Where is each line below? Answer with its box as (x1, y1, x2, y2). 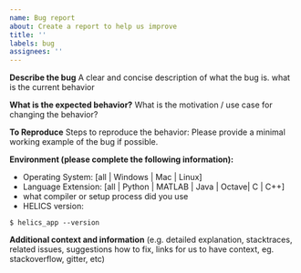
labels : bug (9, 38, 55, 48)
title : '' (9, 30, 47, 39)
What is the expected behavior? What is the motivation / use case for (9, 99, 274, 110)
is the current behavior (9, 82, 96, 93)
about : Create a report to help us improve (9, 22, 178, 31)
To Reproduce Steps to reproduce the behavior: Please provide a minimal (9, 126, 285, 137)
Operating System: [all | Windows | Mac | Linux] (22, 172, 202, 183)
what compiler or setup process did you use (22, 191, 189, 202)
